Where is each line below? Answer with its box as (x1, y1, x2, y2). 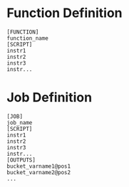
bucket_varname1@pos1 (6, 162, 71, 170)
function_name (6, 34, 49, 42)
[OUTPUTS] (6, 156, 36, 164)
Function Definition (6, 5, 123, 21)
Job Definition (6, 90, 93, 106)
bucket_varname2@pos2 (6, 169, 71, 176)
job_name (6, 119, 33, 126)
